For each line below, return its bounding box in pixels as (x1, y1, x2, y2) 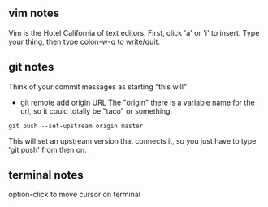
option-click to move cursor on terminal (8, 190, 140, 200)
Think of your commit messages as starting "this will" (8, 81, 188, 92)
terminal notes (8, 168, 84, 182)
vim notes (8, 6, 60, 20)
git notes (8, 60, 54, 74)
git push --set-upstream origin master (8, 122, 144, 130)
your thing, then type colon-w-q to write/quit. (8, 37, 161, 46)
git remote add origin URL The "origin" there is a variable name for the (19, 97, 255, 107)
